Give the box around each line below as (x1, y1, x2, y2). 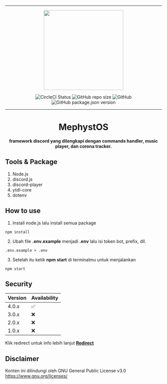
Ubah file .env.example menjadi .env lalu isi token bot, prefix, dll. (12, 238, 147, 244)
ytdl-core (12, 187, 32, 192)
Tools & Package (5, 158, 58, 166)
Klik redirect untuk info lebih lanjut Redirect (5, 340, 94, 346)
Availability (31, 295, 59, 302)
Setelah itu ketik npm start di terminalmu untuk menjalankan (12, 256, 136, 262)
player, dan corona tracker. (55, 143, 112, 149)
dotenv (12, 192, 27, 198)
